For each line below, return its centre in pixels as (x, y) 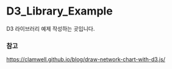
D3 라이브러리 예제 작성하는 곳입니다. (51, 28)
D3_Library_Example (59, 11)
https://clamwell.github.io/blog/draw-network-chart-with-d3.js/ (86, 59)
